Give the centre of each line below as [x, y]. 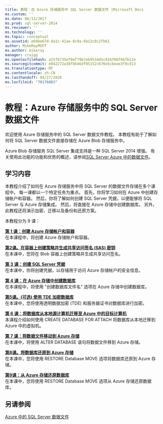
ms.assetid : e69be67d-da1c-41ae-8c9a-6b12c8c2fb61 [57, 41]
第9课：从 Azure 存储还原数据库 [37, 375]
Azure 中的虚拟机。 [24, 326]
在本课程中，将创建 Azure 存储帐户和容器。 [48, 237]
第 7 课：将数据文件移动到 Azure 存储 [42, 336]
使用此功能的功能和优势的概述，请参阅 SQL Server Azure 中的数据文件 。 [81, 157]
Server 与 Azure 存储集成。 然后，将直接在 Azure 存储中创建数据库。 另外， [81, 205]
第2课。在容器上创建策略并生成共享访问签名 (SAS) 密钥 [60, 248]
